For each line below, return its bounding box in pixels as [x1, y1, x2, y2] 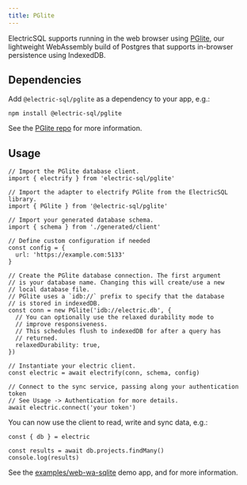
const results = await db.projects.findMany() [8, 447, 165, 455]
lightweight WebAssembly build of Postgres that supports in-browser [8, 41, 234, 52]
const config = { [8, 244, 66, 252]
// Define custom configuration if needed [8, 237, 150, 245]
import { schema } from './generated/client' [8, 223, 161, 231]
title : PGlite [8, 11, 55, 20]
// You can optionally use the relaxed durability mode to [15, 314, 215, 321]
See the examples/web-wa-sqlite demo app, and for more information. [8, 468, 239, 477]
